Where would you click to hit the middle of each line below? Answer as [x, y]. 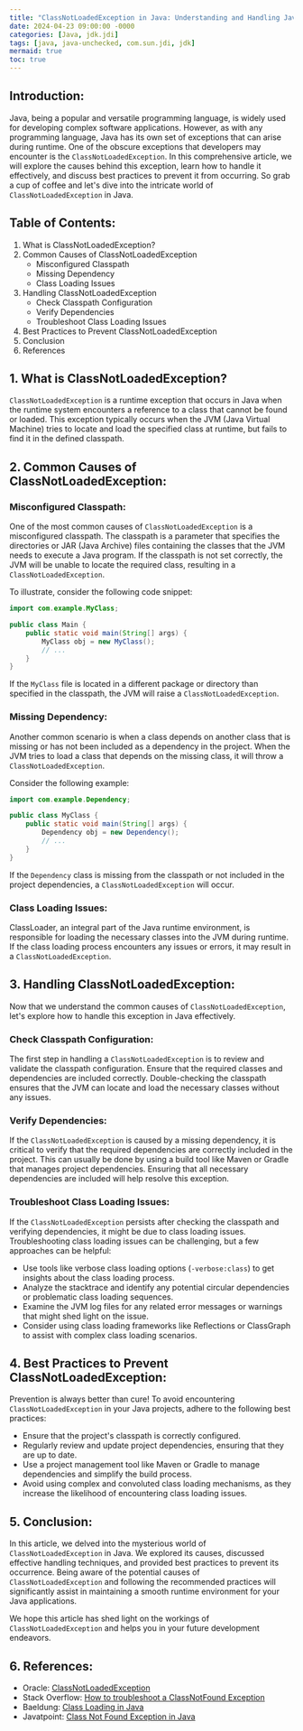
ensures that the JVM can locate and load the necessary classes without [144, 1088]
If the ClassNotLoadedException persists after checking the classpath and [144, 1222]
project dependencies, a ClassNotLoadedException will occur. [122, 884]
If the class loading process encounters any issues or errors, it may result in [150, 946]
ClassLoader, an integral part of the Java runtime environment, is [130, 927]
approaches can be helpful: [60, 1250]
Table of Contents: [63, 223]
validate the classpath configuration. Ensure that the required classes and [146, 1069]
